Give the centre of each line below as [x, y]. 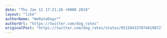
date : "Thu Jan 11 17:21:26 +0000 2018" [48, 10]
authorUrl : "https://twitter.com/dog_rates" [52, 23]
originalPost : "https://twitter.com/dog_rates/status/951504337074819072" [84, 28]
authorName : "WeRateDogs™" [33, 19]
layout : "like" [21, 14]
